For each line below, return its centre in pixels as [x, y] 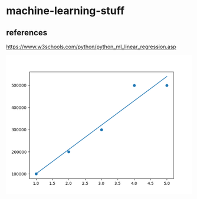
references [27, 33]
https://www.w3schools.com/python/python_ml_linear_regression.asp [91, 47]
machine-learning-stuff [65, 11]
